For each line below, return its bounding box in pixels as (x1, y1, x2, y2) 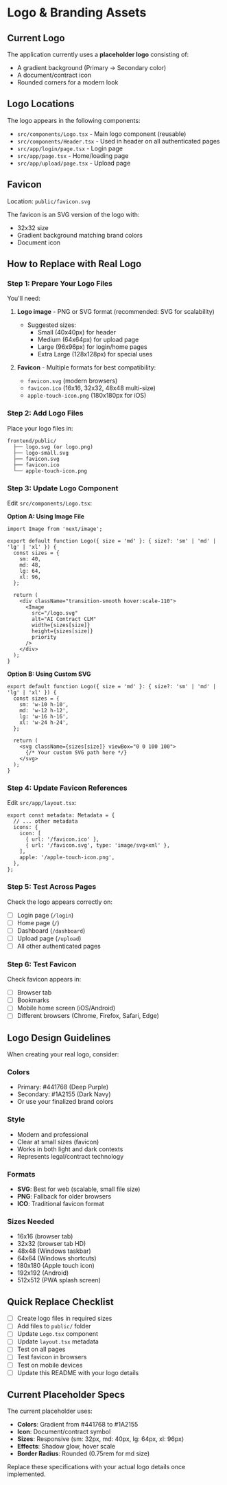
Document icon (16, 238, 60, 247)
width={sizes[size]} (32, 622, 91, 628)
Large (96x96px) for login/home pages (37, 343, 147, 351)
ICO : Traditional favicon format (16, 1200, 104, 1208)
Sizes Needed (7, 1216, 55, 1226)
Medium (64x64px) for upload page (37, 335, 139, 344)
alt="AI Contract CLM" (32, 615, 97, 622)
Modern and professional (16, 1130, 88, 1138)
